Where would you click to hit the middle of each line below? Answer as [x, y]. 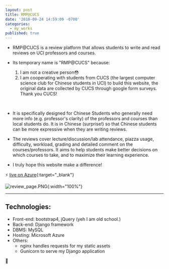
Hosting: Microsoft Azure [38, 235]
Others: [20, 240]
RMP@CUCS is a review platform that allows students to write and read [86, 48]
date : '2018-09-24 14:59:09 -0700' [43, 19]
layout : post [19, 10]
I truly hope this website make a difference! [57, 165]
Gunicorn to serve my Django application [62, 251]
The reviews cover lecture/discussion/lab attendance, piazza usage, [83, 139]
